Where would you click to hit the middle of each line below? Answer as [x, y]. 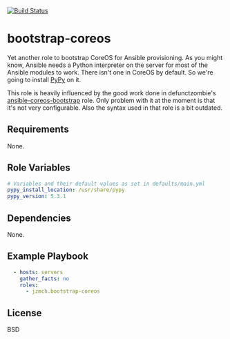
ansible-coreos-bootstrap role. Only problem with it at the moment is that [111, 100]
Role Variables [39, 168]
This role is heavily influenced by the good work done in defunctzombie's [112, 93]
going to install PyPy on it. [44, 79]
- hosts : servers [38, 272]
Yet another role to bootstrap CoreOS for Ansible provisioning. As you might [115, 57]
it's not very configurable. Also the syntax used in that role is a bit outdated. [115, 108]
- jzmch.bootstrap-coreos [63, 291]
